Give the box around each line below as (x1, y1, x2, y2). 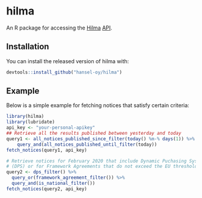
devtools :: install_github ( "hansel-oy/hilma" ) (6, 69, 122, 75)
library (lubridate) (6, 119, 55, 125)
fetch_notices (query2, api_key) (6, 185, 87, 192)
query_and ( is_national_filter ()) (11, 181, 96, 187)
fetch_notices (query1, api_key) (6, 147, 87, 153)
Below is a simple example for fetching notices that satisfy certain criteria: (6, 102, 189, 109)
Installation (6, 42, 49, 52)
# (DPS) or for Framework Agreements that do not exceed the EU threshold (6, 164, 198, 170)
